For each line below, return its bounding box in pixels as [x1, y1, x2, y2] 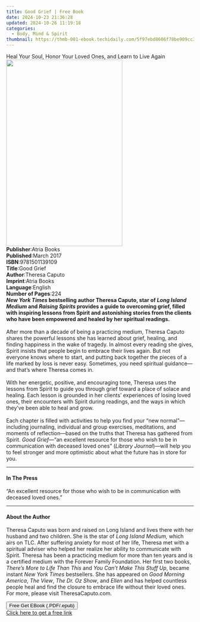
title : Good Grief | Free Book [6, 8, 84, 15]
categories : [6, 25, 36, 32]
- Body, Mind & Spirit [11, 31, 68, 37]
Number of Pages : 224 [6, 290, 61, 297]
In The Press [6, 474, 38, 481]
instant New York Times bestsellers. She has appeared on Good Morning [6, 571, 185, 578]
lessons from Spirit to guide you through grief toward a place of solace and [6, 386, 190, 392]
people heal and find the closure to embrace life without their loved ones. [6, 583, 186, 591]
